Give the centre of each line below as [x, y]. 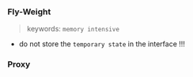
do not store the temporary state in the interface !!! [102, 44]
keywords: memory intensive [73, 29]
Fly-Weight [29, 12]
